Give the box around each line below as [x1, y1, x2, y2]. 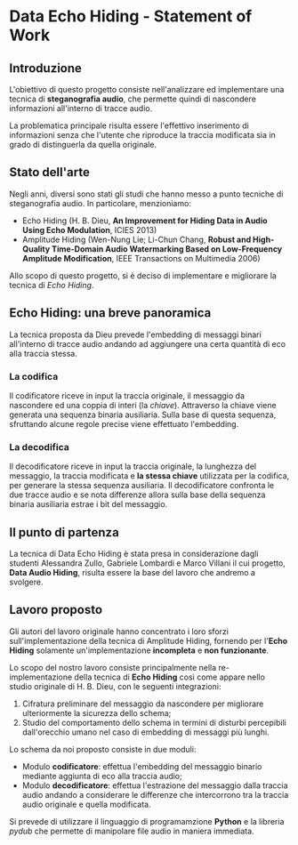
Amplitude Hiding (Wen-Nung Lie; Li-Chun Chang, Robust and [21, 234, 252, 245]
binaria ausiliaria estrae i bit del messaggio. [9, 499, 168, 510]
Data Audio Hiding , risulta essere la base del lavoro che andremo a [9, 567, 256, 578]
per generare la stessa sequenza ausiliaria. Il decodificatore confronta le [9, 480, 274, 491]
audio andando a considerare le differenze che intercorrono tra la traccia [21, 789, 289, 800]
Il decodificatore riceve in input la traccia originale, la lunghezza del [9, 461, 256, 472]
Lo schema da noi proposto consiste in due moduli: [9, 744, 197, 754]
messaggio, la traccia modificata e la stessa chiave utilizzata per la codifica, [9, 471, 290, 481]
